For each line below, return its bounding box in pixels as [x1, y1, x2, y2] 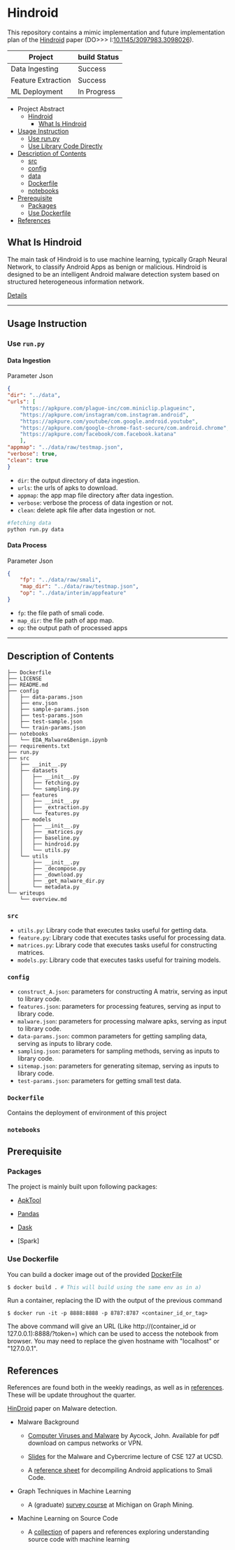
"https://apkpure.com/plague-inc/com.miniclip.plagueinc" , [20, 405, 196, 412]
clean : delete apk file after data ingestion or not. [17, 505, 156, 514]
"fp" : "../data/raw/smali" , [20, 576, 101, 584]
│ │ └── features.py [7, 810, 80, 817]
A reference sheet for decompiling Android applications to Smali [27, 1466, 213, 1474]
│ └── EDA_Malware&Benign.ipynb [7, 736, 108, 743]
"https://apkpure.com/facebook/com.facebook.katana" [20, 431, 177, 438]
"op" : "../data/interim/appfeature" [20, 589, 127, 596]
